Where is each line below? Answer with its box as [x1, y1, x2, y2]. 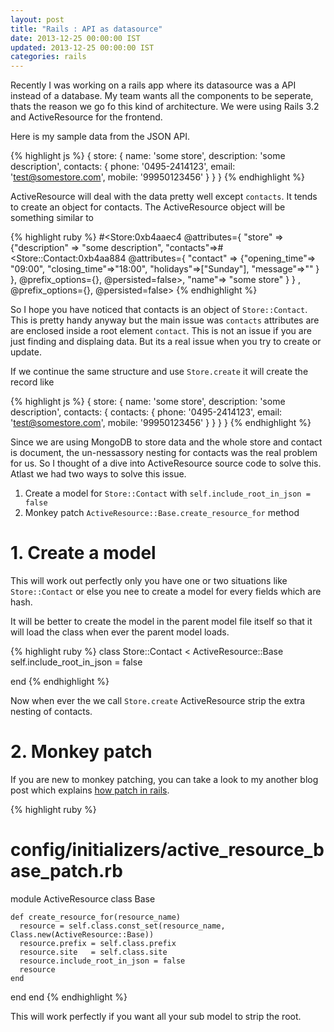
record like [10, 376, 55, 388]
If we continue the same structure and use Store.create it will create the [10, 366, 309, 378]
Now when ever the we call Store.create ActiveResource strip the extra [10, 695, 306, 707]
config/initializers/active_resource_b [10, 839, 325, 861]
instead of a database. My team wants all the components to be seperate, [10, 90, 314, 102]
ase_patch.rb [10, 860, 123, 883]
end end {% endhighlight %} [10, 991, 128, 1003]
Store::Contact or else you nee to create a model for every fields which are [10, 586, 322, 598]
